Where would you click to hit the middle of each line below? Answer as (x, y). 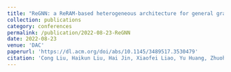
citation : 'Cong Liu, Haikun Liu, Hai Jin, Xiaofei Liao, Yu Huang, (107, 58)
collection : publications (44, 20)
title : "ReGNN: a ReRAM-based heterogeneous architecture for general (110, 13)
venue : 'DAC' (26, 45)
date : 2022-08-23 (32, 39)
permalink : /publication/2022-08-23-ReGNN (69, 33)
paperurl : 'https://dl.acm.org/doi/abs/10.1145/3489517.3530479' (102, 52)
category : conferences (40, 26)
